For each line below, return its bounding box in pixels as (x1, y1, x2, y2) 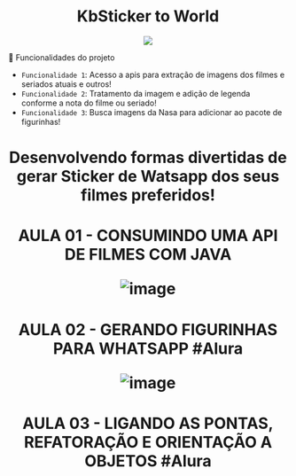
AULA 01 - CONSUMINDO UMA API (18, 226, 278, 246)
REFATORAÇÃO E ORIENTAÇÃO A (24, 432, 272, 452)
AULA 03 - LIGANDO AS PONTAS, (22, 413, 274, 433)
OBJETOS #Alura (84, 450, 212, 471)
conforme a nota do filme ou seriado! (20, 98, 157, 108)
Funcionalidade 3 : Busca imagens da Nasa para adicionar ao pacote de (20, 106, 283, 117)
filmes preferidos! (80, 185, 216, 206)
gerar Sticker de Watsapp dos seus (16, 167, 280, 187)
